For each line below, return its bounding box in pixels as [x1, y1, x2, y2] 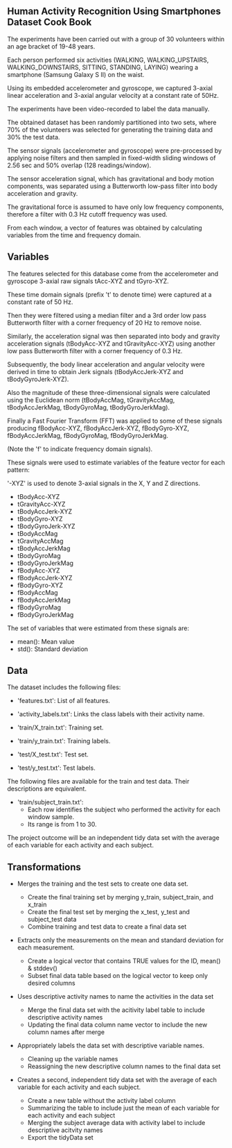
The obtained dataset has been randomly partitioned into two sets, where [7, 118, 217, 126]
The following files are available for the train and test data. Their [7, 777, 190, 786]
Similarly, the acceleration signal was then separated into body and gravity [7, 332, 220, 340]
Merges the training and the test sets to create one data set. [17, 879, 188, 888]
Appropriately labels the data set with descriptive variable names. [17, 1041, 204, 1050]
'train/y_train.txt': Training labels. [17, 737, 111, 745]
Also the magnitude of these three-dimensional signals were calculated [7, 388, 211, 396]
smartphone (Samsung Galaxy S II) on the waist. [7, 70, 145, 78]
